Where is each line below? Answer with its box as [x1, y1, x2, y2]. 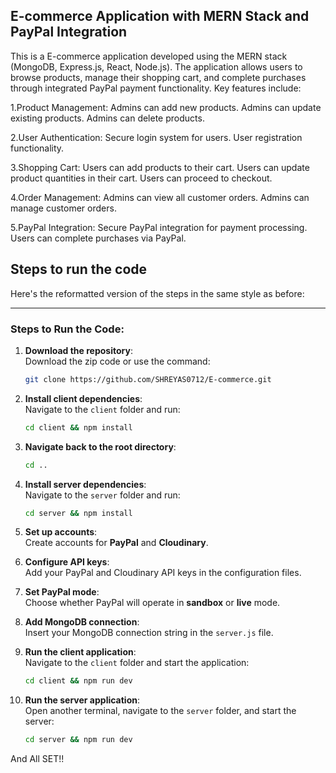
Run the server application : [24, 694, 141, 706]
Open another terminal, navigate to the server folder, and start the [24, 705, 297, 717]
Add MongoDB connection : [24, 616, 140, 628]
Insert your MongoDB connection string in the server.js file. [24, 627, 274, 639]
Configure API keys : [24, 556, 110, 568]
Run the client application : [24, 646, 137, 658]
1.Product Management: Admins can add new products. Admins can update [10, 101, 322, 113]
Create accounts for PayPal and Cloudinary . [24, 537, 209, 549]
